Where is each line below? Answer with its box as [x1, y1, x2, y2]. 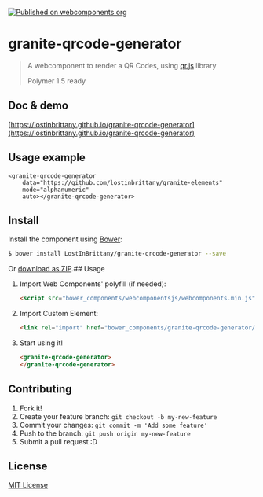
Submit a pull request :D [19, 436, 98, 446]
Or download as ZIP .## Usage [8, 264, 106, 274]
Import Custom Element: [19, 309, 99, 318]
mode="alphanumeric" [22, 186, 89, 193]
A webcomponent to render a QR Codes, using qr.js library [27, 61, 217, 70]
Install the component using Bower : [8, 234, 123, 244]
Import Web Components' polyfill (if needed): [19, 279, 166, 289]
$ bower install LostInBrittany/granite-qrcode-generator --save [8, 250, 226, 258]
